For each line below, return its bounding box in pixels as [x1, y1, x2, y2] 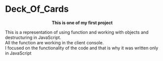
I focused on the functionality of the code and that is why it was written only [5, 45, 159, 51]
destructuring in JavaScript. [5, 34, 61, 40]
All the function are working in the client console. [5, 39, 104, 45]
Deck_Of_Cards [5, 3, 69, 15]
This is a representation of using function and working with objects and [5, 29, 149, 35]
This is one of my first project [51, 20, 113, 26]
